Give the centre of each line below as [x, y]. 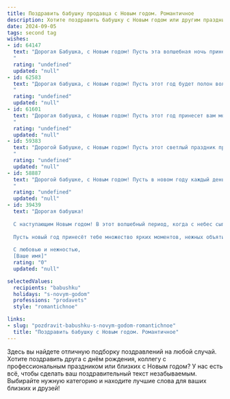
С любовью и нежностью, [47, 250]
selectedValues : [30, 281]
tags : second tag [32, 33]
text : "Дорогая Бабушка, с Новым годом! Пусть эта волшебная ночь [110, 52]
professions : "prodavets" [50, 300]
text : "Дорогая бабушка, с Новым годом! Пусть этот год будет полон [113, 84]
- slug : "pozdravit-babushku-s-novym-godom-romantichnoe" [91, 326]
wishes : [18, 39]
